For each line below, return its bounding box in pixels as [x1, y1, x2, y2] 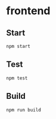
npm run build [6, 107, 42, 113]
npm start [6, 43, 31, 49]
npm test [6, 75, 28, 81]
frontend [6, 4, 51, 18]
